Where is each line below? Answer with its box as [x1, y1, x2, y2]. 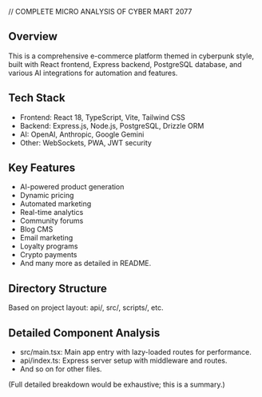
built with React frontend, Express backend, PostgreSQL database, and [8, 59, 242, 69]
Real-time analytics [19, 208, 84, 217]
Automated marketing [19, 199, 92, 208]
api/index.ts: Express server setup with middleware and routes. [19, 355, 228, 366]
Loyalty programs [19, 241, 78, 251]
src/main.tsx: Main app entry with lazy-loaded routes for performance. [19, 347, 252, 357]
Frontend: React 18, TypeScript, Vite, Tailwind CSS [19, 112, 186, 122]
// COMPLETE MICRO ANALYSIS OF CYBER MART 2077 [8, 7, 193, 16]
